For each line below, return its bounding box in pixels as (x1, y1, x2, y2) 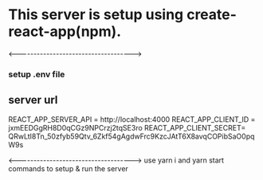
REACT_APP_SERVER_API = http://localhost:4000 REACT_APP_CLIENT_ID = (8, 114, 256, 124)
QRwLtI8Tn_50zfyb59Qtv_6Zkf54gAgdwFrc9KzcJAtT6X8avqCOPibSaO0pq (8, 131, 255, 141)
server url (8, 93, 58, 107)
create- (186, 6, 237, 24)
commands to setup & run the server (8, 163, 129, 173)
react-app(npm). (8, 22, 122, 41)
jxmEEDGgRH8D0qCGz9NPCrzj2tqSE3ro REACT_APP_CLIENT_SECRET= (8, 123, 246, 132)
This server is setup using (8, 6, 184, 24)
